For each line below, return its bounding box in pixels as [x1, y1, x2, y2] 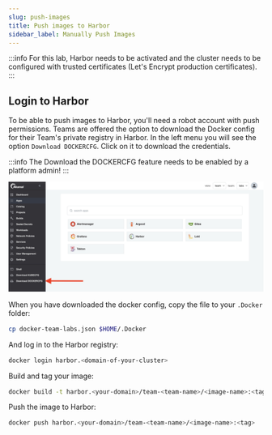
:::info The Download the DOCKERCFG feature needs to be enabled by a [8, 157, 249, 167]
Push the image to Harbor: [8, 402, 96, 412]
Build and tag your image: [8, 371, 95, 381]
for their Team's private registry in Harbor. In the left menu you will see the [8, 133, 257, 143]
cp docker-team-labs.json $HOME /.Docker [8, 325, 147, 333]
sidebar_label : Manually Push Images [8, 30, 136, 38]
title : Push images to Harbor [8, 21, 111, 30]
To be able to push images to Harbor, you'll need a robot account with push [8, 116, 261, 126]
